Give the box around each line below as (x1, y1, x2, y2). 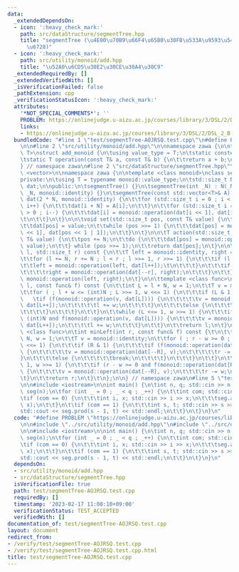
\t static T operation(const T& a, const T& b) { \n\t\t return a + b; (20, 156, 228, 164)
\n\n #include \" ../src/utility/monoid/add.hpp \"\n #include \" (20, 421, 208, 428)
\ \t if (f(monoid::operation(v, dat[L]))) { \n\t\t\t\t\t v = (20, 295, 208, 303)
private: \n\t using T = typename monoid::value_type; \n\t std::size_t (20, 176, 228, 183)
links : (20, 123, 40, 130)
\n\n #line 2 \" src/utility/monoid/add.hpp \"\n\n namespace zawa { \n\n (20, 143, 231, 150)
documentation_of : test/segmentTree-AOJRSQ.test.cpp (7, 521, 167, 528)
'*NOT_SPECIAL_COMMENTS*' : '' (20, 110, 110, 117)
